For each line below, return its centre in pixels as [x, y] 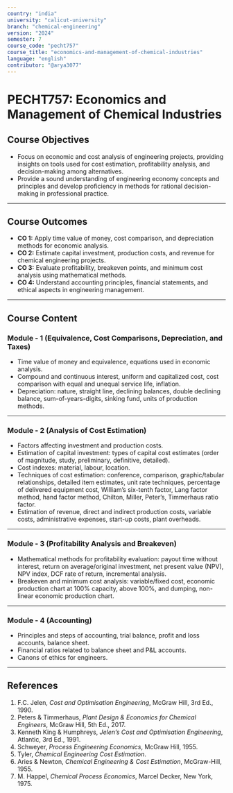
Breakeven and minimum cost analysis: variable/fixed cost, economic [116, 581]
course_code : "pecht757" [43, 46]
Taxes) [19, 346]
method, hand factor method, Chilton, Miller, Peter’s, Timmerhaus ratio [118, 497]
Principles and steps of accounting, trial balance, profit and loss [108, 636]
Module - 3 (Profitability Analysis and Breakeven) [92, 544]
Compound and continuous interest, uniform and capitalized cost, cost [118, 377]
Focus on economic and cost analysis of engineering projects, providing [120, 156]
